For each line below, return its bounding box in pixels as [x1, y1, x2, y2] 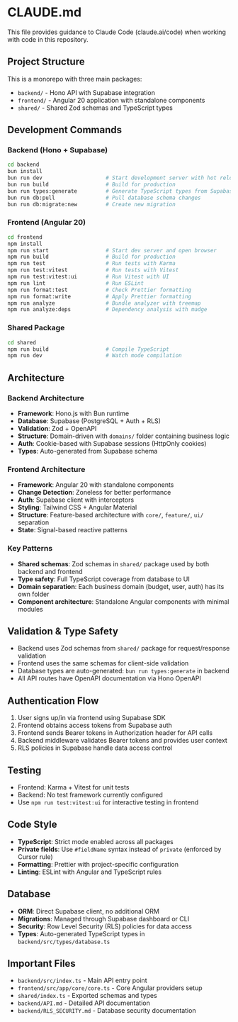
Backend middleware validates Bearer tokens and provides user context [17, 736, 228, 745]
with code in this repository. [7, 35, 89, 43]
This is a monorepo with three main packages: [7, 74, 142, 83]
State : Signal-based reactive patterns [17, 526, 127, 534]
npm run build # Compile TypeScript [7, 345, 170, 353]
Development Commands [7, 124, 123, 136]
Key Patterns [7, 544, 53, 554]
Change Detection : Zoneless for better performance [17, 488, 171, 497]
